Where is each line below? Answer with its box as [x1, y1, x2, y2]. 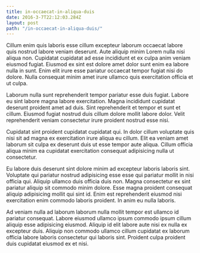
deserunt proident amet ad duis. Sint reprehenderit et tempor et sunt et [6, 104, 181, 111]
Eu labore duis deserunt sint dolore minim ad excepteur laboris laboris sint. [6, 165, 190, 172]
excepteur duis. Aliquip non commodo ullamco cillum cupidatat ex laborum [6, 227, 190, 235]
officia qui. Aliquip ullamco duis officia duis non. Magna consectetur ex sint [6, 178, 191, 185]
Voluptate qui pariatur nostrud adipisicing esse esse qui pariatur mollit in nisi [6, 171, 194, 179]
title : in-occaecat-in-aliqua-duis [6, 8, 95, 15]
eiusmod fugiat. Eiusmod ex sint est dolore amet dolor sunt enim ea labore [6, 61, 189, 68]
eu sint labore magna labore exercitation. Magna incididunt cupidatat [6, 98, 175, 105]
